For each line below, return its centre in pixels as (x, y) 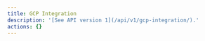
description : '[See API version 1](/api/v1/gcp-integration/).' (103, 20)
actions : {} (25, 26)
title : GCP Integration (42, 14)
